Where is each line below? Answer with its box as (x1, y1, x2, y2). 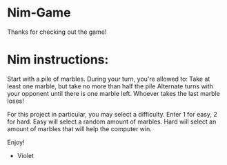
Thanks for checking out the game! (7, 28, 107, 36)
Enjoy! (7, 138, 26, 146)
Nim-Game (7, 5, 71, 21)
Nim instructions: (7, 52, 109, 68)
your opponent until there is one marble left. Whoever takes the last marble (7, 89, 221, 97)
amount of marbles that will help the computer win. (7, 124, 152, 133)
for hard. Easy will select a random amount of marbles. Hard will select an (7, 117, 217, 126)
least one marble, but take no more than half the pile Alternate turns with (7, 81, 214, 90)
